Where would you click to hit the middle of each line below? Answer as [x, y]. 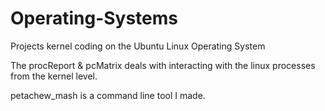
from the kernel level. [54, 76]
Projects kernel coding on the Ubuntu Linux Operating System [138, 46]
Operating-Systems [94, 18]
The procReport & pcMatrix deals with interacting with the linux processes [163, 65]
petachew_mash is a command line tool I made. [108, 95]
